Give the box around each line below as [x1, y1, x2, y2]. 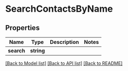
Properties [5, 23, 40, 32]
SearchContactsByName [5, 3, 113, 15]
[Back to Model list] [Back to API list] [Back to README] [5, 60, 123, 66]
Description [50, 39, 79, 45]
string [30, 47, 45, 54]
